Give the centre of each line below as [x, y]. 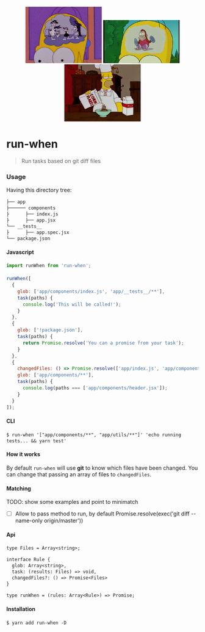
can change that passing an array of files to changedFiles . [79, 474]
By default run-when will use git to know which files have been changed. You [102, 468]
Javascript [20, 252]
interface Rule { [28, 560]
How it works [23, 454]
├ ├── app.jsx [31, 220]
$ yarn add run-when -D [37, 623]
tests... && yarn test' [37, 441]
